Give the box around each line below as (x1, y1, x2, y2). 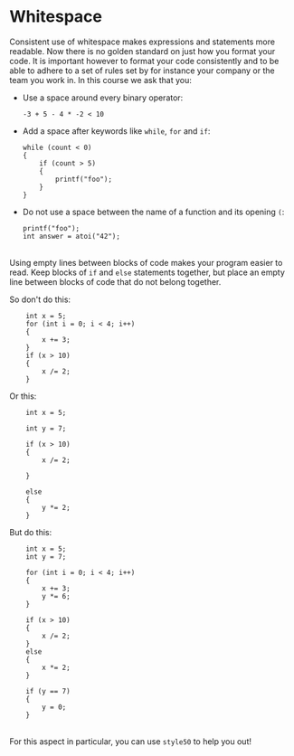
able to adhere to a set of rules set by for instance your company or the (9, 65, 275, 76)
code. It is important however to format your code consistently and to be (9, 55, 280, 66)
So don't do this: (9, 294, 71, 305)
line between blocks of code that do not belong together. (9, 276, 222, 287)
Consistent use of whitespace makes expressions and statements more (9, 36, 276, 47)
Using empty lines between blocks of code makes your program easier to (9, 257, 283, 268)
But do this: (9, 526, 52, 537)
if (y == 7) (25, 686, 71, 695)
